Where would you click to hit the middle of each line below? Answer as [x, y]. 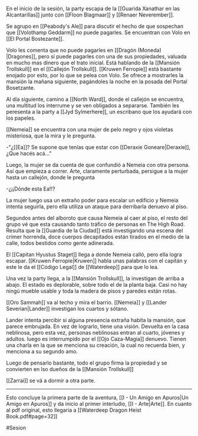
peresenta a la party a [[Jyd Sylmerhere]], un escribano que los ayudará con [99, 112]
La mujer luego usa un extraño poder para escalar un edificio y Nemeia [92, 200]
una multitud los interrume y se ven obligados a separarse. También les [93, 105]
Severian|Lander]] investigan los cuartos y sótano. [67, 309]
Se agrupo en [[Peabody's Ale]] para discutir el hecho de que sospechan [95, 26]
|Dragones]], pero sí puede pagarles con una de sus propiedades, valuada [96, 56]
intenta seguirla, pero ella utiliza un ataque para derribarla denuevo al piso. [97, 206]
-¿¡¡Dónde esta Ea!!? [31, 189]
